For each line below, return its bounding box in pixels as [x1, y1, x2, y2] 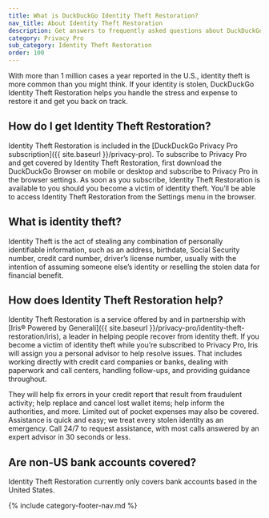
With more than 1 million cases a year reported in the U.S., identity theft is [8, 71, 251, 80]
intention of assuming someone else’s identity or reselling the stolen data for [8, 262, 260, 271]
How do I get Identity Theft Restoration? [8, 119, 211, 133]
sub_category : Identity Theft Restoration [8, 42, 152, 50]
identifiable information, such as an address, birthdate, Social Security [8, 245, 240, 255]
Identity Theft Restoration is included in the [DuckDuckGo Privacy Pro [8, 141, 239, 151]
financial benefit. [8, 270, 64, 280]
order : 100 [8, 49, 45, 57]
